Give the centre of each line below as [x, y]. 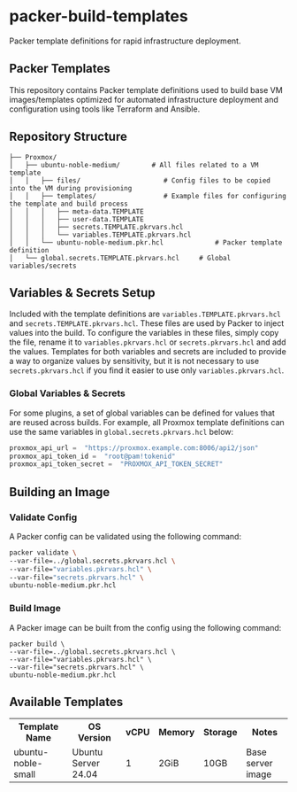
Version [95, 738]
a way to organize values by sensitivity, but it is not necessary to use [134, 361]
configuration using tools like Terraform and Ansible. [105, 109]
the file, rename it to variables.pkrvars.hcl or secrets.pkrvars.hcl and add [148, 342]
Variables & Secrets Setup [83, 293]
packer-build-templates [99, 16]
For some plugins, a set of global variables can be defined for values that [142, 413]
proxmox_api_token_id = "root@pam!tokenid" [92, 456]
